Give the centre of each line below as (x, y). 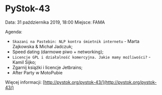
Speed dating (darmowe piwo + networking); (58, 52)
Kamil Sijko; (24, 62)
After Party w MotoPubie (37, 72)
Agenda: (14, 32)
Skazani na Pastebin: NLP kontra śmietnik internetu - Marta (76, 41)
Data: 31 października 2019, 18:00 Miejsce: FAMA (55, 22)
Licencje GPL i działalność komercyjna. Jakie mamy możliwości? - (81, 57)
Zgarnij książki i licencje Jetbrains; (47, 67)
